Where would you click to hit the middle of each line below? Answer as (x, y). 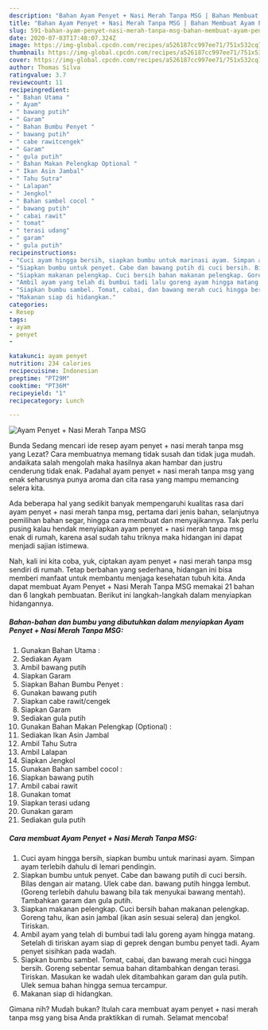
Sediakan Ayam (46, 659)
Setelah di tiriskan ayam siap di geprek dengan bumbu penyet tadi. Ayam (140, 943)
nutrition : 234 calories (50, 364)
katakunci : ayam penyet (49, 356)
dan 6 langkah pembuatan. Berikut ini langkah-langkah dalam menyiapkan (130, 596)
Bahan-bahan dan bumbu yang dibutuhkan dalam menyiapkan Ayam (127, 622)
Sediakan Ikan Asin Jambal (65, 735)
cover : (20, 61)
